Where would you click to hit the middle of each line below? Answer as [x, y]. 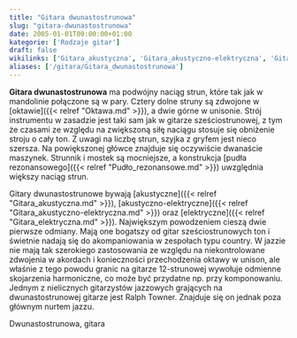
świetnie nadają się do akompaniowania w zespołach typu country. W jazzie [147, 241]
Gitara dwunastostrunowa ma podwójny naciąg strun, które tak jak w [136, 92]
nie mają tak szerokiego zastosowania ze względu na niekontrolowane [137, 250]
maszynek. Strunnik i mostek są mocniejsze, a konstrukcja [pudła [128, 157]
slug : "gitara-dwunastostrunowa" [71, 26]
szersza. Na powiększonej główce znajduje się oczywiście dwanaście [136, 148]
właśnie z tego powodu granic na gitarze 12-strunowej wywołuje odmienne [145, 269]
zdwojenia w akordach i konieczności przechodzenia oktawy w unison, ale [145, 259]
